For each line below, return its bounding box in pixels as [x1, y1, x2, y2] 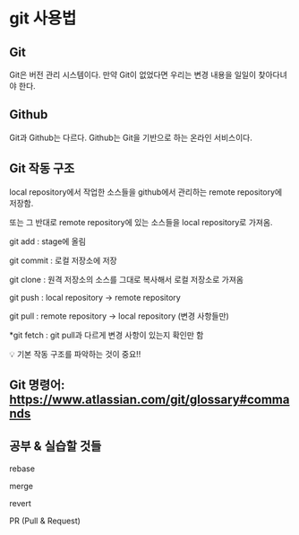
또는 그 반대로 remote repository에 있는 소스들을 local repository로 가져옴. [9, 216, 273, 227]
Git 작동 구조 [9, 161, 75, 176]
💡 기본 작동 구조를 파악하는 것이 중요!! [9, 348, 141, 359]
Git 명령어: [9, 378, 65, 393]
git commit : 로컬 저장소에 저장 [9, 255, 118, 266]
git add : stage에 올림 [9, 235, 87, 247]
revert [9, 497, 31, 508]
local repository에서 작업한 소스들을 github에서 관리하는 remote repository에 [9, 186, 283, 197]
